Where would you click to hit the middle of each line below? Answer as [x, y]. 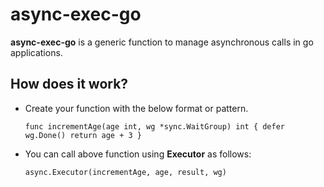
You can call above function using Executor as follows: [138, 154]
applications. [36, 52]
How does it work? [69, 84]
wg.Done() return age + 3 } [83, 135]
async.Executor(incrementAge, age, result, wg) [125, 172]
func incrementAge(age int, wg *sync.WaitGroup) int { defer [155, 126]
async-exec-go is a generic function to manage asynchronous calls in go [162, 42]
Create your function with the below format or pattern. [136, 108]
